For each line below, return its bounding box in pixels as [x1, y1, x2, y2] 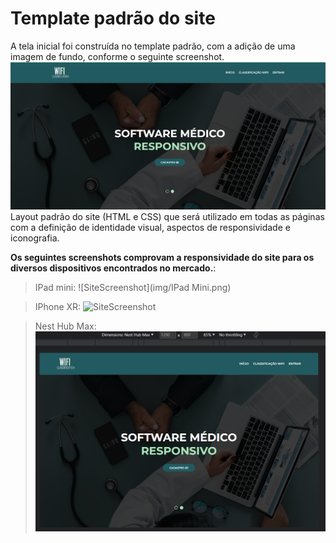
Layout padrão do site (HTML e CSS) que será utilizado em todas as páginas [10, 211, 325, 223]
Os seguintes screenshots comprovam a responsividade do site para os [10, 252, 315, 264]
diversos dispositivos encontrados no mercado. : [10, 262, 217, 274]
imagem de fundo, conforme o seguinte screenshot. [10, 50, 225, 62]
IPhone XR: [34, 301, 82, 313]
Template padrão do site [10, 7, 216, 30]
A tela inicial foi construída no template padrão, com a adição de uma [10, 40, 296, 52]
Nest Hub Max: [34, 320, 97, 332]
